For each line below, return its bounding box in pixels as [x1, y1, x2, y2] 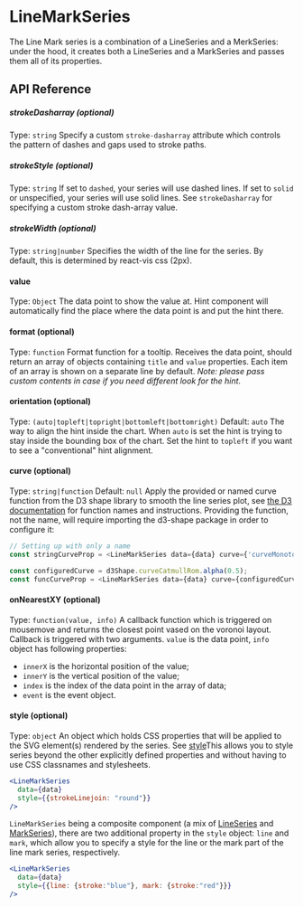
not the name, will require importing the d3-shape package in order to [9, 515, 269, 525]
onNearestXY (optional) [9, 594, 101, 605]
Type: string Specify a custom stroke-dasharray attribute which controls [9, 129, 281, 141]
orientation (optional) [9, 396, 92, 407]
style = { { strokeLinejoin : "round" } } [17, 793, 151, 802]
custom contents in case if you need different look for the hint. [9, 375, 242, 386]
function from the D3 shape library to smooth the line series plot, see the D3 [9, 496, 292, 506]
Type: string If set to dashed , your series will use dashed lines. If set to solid [9, 183, 294, 194]
